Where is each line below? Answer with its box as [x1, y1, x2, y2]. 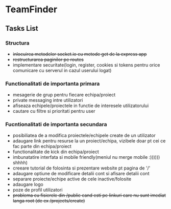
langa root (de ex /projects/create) [12, 198, 85, 204]
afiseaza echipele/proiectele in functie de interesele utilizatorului [12, 102, 149, 109]
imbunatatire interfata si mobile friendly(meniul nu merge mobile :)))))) [12, 154, 160, 160]
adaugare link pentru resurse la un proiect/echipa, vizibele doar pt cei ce [12, 138, 166, 144]
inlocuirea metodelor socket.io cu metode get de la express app [12, 51, 147, 57]
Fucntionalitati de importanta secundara [5, 121, 107, 128]
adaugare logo [12, 181, 43, 187]
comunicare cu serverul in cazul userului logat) [12, 67, 112, 73]
